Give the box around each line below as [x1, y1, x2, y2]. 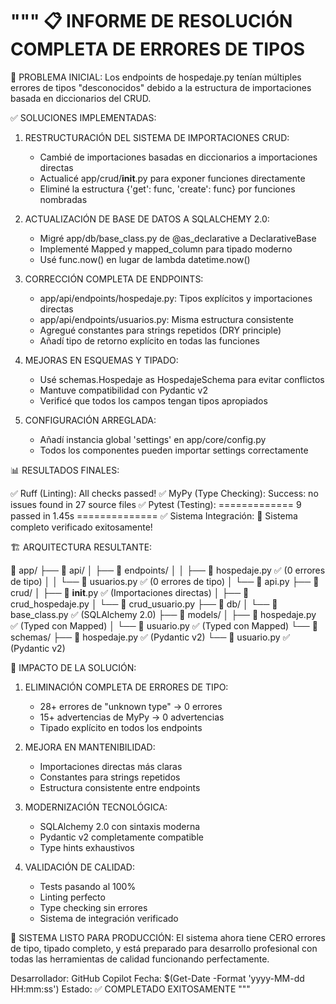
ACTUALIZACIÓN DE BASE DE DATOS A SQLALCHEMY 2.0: [24, 213, 270, 225]
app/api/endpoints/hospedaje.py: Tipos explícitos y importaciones [39, 292, 313, 304]
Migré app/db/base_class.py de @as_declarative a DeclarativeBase [39, 232, 317, 244]
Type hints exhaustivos [39, 841, 135, 853]
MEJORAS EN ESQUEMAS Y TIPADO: [24, 354, 179, 366]
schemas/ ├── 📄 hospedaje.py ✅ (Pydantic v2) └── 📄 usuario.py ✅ [10, 631, 291, 643]
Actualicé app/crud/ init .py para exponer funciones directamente [39, 172, 306, 184]
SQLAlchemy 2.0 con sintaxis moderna [39, 820, 201, 832]
